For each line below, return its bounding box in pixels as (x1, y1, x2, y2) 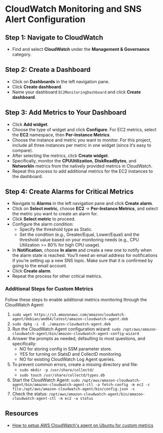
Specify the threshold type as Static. (19, 227, 93, 232)
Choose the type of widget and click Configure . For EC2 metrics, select (12, 126, 157, 133)
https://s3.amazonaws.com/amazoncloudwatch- (34, 312, 126, 317)
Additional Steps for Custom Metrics (5, 285, 94, 292)
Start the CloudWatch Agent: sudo (12, 377, 80, 383)
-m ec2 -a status (58, 396, 94, 401)
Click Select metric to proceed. (12, 216, 76, 222)
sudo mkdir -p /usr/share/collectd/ (19, 367, 94, 372)
